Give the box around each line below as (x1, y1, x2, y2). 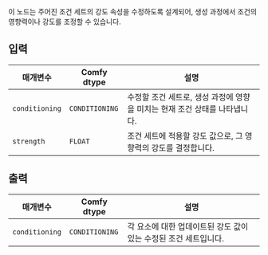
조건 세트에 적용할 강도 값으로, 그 (127, 130, 243, 141)
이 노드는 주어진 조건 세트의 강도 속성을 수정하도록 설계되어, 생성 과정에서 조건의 (8, 7, 258, 16)
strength (12, 136, 45, 146)
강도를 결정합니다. (151, 142, 215, 153)
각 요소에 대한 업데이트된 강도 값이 (127, 221, 249, 232)
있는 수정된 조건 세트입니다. (127, 233, 225, 244)
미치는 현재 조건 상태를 (136, 103, 217, 114)
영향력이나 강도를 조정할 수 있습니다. (8, 17, 121, 26)
